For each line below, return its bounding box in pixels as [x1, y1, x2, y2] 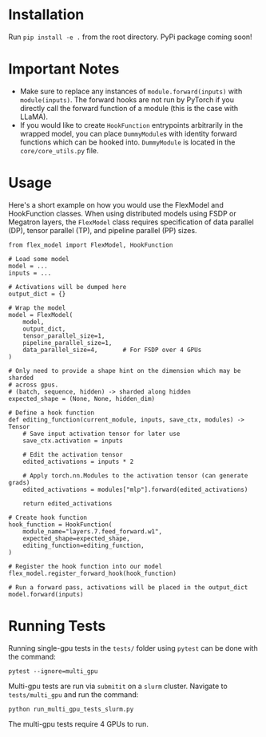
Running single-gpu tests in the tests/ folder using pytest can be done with [8, 643, 258, 652]
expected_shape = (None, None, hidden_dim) [8, 394, 156, 402]
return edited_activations [22, 499, 113, 508]
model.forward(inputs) [8, 590, 84, 598]
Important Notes [8, 60, 120, 78]
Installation [8, 6, 85, 24]
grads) [8, 478, 30, 486]
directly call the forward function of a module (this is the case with [19, 103, 239, 113]
